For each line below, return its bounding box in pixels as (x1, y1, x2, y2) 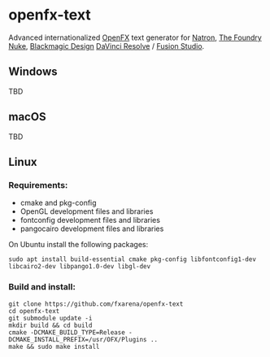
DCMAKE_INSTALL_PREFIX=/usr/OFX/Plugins (8, 335, 148, 343)
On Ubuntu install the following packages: (8, 240, 149, 250)
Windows (8, 65, 58, 79)
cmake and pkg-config (20, 198, 97, 208)
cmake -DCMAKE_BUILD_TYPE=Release (8, 328, 126, 337)
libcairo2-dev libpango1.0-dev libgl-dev (8, 263, 151, 271)
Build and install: (8, 281, 76, 293)
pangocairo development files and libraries (20, 224, 164, 233)
